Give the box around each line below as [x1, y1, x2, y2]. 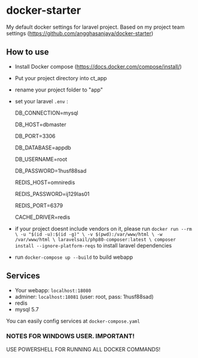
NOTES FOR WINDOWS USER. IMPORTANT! [6, 332, 135, 341]
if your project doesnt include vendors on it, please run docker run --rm [14, 225, 193, 232]
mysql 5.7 [14, 305, 39, 313]
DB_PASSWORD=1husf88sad [14, 167, 87, 174]
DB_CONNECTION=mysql [14, 109, 79, 117]
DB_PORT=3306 [14, 132, 56, 139]
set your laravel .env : [14, 97, 69, 105]
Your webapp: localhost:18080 [14, 286, 92, 293]
